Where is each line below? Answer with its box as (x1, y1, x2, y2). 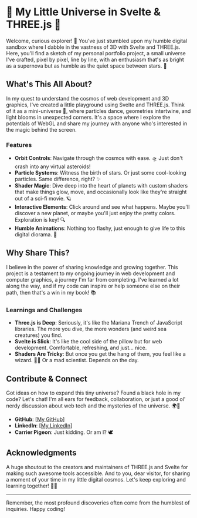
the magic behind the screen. (6, 126, 77, 133)
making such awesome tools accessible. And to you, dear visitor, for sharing (6, 470, 191, 477)
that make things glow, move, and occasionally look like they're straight (14, 188, 187, 196)
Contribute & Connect (6, 373, 87, 384)
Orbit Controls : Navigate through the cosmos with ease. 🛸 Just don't (14, 155, 183, 162)
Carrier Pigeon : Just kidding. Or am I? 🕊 (14, 429, 113, 436)
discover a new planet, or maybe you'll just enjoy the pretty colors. (14, 210, 176, 217)
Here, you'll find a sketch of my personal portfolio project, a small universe (6, 49, 186, 56)
